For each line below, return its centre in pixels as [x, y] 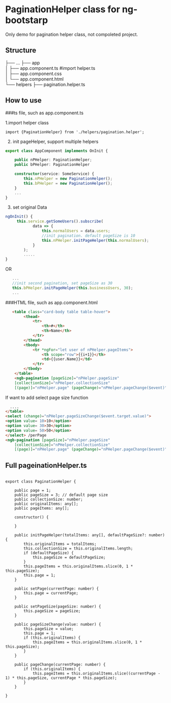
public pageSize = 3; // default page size [61, 495]
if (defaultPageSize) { [49, 553]
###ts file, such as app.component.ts [45, 113]
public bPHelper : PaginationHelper [52, 165]
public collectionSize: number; [49, 499]
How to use [23, 101]
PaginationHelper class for [63, 9]
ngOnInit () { [19, 217]
